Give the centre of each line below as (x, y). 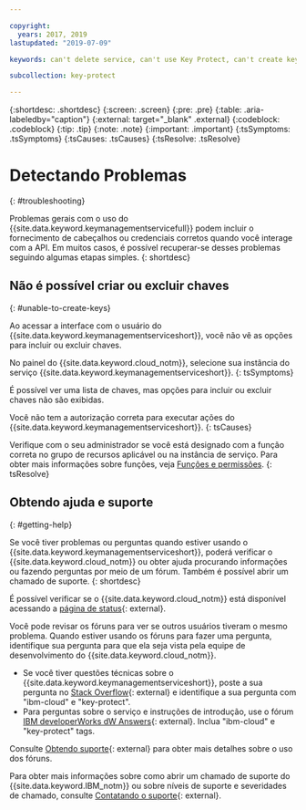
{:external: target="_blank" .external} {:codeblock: (186, 119)
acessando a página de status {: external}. (88, 608)
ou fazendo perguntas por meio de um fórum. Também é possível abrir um (149, 571)
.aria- (254, 109)
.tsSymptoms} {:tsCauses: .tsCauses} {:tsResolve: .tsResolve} (125, 139)
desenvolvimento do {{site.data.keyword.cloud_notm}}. (113, 655)
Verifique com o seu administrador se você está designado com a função (147, 444)
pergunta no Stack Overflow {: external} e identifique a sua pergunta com (159, 692)
